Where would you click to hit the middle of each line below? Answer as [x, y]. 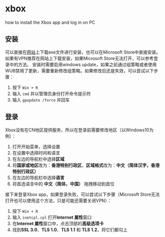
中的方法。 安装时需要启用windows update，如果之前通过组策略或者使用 [83, 64]
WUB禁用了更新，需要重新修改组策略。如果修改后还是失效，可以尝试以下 [80, 70]
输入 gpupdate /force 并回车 [41, 100]
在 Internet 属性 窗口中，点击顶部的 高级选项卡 [58, 223]
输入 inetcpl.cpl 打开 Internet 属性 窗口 [52, 217]
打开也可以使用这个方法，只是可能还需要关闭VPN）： [59, 200]
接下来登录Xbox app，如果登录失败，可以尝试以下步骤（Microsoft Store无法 [82, 194]
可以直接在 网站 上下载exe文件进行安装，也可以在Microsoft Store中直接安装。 [83, 52]
